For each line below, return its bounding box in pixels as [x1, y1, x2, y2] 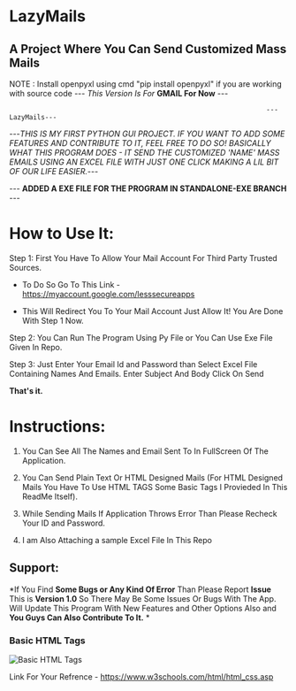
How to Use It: [9, 224, 115, 244]
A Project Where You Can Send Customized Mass [9, 42, 287, 57]
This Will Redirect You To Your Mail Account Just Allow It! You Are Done [21, 305, 284, 316]
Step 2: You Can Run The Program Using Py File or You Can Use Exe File [9, 332, 273, 342]
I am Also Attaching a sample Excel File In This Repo [21, 534, 212, 545]
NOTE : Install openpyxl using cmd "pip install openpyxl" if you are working [9, 79, 283, 89]
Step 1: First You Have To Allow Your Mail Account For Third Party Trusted [9, 252, 278, 263]
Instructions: [9, 417, 106, 437]
